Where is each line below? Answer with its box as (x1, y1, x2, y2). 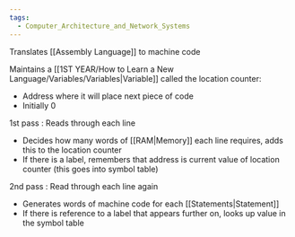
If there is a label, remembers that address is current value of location (22, 154, 280, 164)
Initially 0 (22, 100, 56, 110)
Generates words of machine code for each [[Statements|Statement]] (22, 198, 280, 209)
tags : (9, 13, 30, 22)
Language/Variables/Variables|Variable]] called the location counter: (9, 73, 262, 83)
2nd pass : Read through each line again (9, 180, 159, 191)
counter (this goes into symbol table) (22, 163, 159, 174)
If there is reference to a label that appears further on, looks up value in (22, 207, 287, 218)
